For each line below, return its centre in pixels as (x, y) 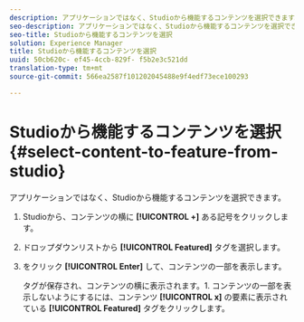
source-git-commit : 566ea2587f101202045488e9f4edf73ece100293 (129, 77)
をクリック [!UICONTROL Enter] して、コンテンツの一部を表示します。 (154, 266)
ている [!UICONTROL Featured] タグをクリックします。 (126, 308)
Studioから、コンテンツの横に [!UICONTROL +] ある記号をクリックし (152, 216)
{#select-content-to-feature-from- (144, 152)
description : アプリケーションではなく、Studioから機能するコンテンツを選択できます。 (155, 18)
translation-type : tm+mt (56, 69)
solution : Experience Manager (66, 43)
